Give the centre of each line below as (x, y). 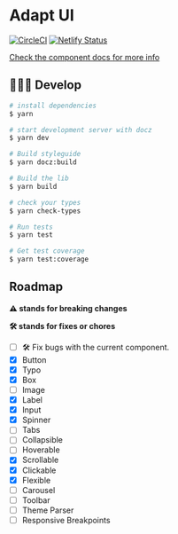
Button (34, 359)
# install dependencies (53, 106)
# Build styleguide (45, 154)
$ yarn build (33, 186)
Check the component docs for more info (85, 57)
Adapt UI (42, 16)
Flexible (36, 480)
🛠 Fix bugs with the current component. (96, 347)
